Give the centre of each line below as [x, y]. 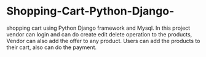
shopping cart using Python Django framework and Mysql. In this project [98, 28]
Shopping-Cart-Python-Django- [90, 11]
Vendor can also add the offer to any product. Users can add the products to [103, 41]
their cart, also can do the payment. [52, 47]
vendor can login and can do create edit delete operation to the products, [99, 34]
